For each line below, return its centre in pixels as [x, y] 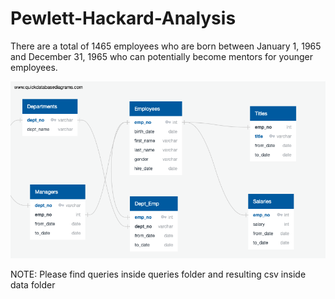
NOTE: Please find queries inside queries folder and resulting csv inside [158, 274]
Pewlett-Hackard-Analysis [123, 18]
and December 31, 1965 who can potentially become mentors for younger [162, 56]
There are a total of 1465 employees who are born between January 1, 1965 [166, 46]
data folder [33, 285]
